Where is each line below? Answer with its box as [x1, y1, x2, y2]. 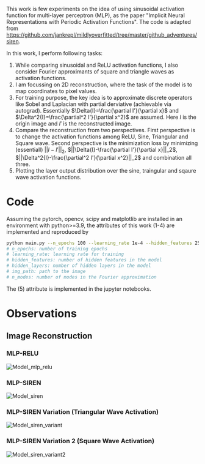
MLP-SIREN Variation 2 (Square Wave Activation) [6, 437, 154, 446]
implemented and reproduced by [6, 228, 89, 235]
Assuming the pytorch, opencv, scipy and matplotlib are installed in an [6, 215, 183, 222]
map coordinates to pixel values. [15, 88, 97, 94]
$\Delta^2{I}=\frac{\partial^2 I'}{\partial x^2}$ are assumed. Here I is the [15, 113, 196, 121]
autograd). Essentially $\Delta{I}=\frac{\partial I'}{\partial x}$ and [15, 107, 179, 114]
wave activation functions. [15, 173, 82, 181]
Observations [6, 307, 77, 321]
